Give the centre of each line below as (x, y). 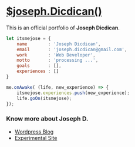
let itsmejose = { (28, 38)
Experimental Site (36, 138)
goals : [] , (39, 66)
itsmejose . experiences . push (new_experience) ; (73, 93)
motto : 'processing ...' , (58, 61)
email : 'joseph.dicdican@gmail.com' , (72, 49)
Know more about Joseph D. (47, 119)
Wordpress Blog (34, 132)
